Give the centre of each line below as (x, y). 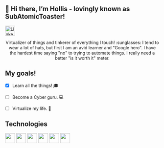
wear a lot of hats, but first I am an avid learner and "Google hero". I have (82, 47)
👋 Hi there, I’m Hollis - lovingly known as (68, 9)
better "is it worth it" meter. (82, 58)
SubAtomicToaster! (35, 17)
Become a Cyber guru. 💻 (38, 97)
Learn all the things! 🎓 (35, 85)
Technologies (26, 124)
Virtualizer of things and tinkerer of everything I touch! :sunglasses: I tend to (82, 42)
